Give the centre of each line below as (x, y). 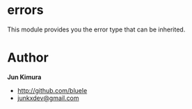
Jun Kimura (24, 77)
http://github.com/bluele (52, 90)
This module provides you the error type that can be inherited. (96, 29)
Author (28, 58)
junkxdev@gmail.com (48, 98)
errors (25, 10)
